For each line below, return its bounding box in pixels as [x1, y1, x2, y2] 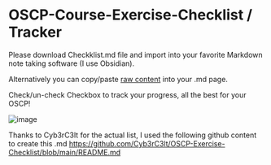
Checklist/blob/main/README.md [8, 147, 121, 157]
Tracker [8, 23, 63, 41]
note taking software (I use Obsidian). [8, 59, 135, 68]
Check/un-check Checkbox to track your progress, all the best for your [8, 89, 247, 99]
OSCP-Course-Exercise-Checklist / [8, 6, 253, 24]
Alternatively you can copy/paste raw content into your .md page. [8, 74, 228, 84]
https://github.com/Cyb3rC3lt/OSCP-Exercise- [68, 138, 225, 148]
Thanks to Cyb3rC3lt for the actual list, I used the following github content [8, 130, 257, 140]
